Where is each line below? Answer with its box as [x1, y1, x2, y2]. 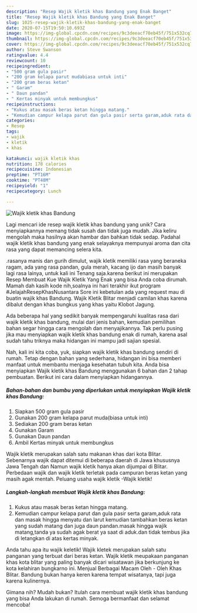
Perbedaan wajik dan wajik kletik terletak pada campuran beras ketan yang [6, 469, 188, 476]
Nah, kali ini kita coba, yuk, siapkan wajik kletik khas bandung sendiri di [6, 348, 179, 355]
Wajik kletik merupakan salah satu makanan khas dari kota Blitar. [6, 450, 162, 458]
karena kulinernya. [6, 577, 51, 584]
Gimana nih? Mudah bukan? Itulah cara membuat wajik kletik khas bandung [6, 588, 188, 595]
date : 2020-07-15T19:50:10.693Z [6, 25, 85, 31]
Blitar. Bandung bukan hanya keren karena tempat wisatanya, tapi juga [6, 571, 176, 578]
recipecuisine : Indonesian [6, 167, 72, 172]
